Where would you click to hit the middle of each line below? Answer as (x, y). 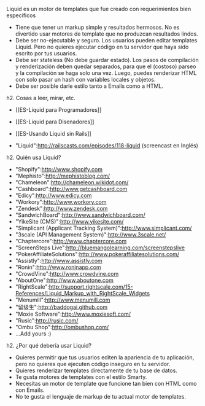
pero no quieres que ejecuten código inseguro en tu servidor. (93, 364)
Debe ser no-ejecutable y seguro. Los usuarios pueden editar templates (106, 40)
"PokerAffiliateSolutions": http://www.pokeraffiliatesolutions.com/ (97, 254)
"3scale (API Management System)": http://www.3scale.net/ (91, 235)
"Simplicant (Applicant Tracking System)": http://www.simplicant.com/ (103, 228)
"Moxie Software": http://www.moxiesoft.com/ (73, 314)
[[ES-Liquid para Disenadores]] (55, 122)
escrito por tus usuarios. (46, 53)
